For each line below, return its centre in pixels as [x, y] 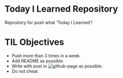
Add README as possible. [38, 61]
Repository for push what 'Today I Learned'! [49, 22]
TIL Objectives [34, 42]
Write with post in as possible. [57, 66]
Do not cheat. [25, 71]
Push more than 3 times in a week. [46, 56]
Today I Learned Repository [61, 9]
